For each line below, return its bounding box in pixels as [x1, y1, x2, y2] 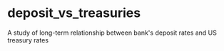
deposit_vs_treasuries [7, 5, 141, 21]
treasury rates [7, 35, 49, 44]
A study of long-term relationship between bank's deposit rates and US [7, 28, 218, 37]
